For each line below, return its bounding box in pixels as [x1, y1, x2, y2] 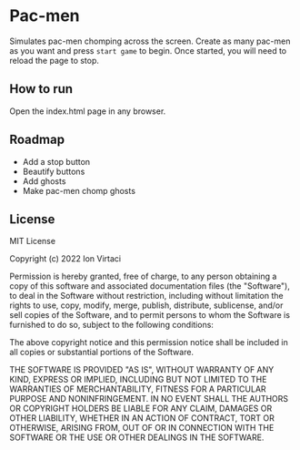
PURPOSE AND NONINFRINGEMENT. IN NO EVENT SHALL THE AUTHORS [9, 394, 289, 404]
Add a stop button [22, 156, 91, 167]
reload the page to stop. [9, 55, 100, 66]
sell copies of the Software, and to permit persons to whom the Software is [9, 310, 291, 321]
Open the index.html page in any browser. [9, 106, 166, 117]
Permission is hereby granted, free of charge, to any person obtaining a [9, 271, 277, 282]
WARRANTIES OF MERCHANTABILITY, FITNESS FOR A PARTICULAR [9, 384, 266, 394]
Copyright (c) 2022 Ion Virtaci [9, 253, 121, 264]
